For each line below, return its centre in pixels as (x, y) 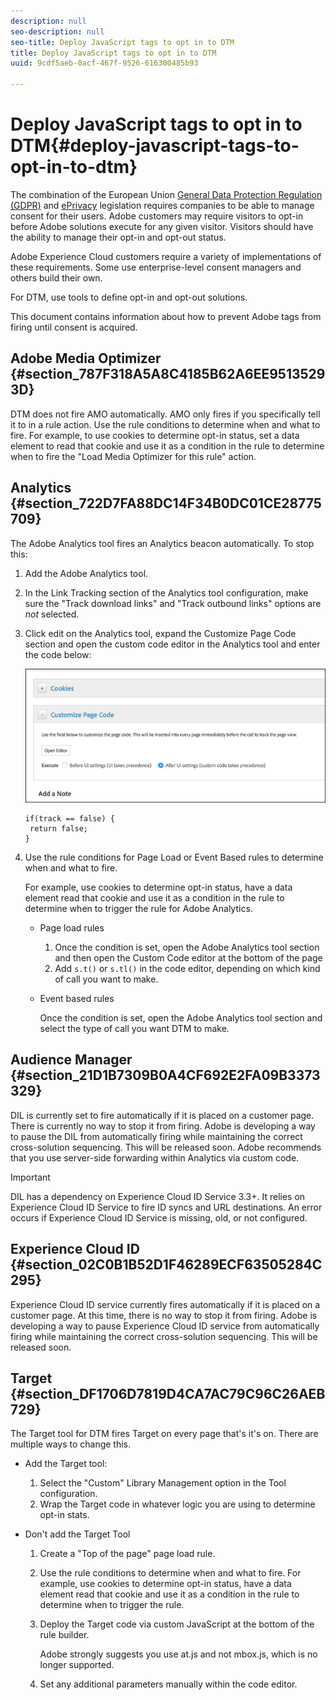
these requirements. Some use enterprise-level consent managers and (156, 267)
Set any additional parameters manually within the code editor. (168, 1684)
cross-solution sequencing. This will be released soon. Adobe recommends (166, 1147)
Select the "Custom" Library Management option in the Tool (163, 1483)
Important (30, 1177)
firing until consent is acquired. (74, 327)
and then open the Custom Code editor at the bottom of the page (188, 957)
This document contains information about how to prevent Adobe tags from (166, 316)
